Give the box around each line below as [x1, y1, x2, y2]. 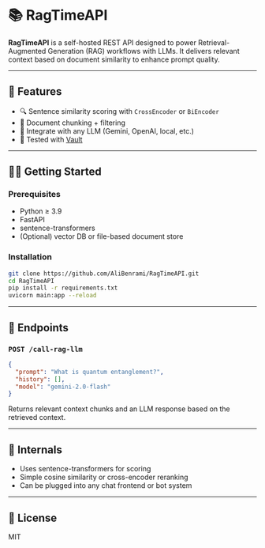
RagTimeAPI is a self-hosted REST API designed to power [8, 37, 197, 47]
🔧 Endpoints [8, 321, 69, 334]
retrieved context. [8, 413, 66, 422]
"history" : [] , [15, 375, 65, 384]
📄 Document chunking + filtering [19, 118, 126, 127]
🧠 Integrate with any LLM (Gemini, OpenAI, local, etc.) [19, 126, 195, 135]
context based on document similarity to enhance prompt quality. [8, 55, 220, 64]
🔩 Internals [8, 443, 63, 456]
